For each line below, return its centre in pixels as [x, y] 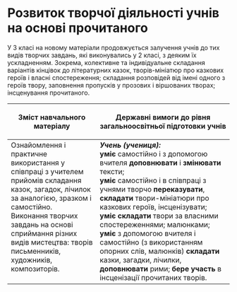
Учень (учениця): [130, 145]
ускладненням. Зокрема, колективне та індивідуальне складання [107, 62]
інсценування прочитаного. [49, 93]
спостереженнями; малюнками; [155, 224]
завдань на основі [42, 224]
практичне [29, 153]
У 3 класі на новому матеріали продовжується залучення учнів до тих [114, 47]
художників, [32, 259]
